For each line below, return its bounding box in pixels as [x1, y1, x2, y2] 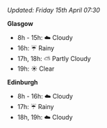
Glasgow [7, 20, 33, 27]
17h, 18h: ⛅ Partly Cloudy [17, 55, 92, 62]
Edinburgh [7, 78, 38, 86]
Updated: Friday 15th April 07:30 [7, 6, 101, 14]
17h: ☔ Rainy [17, 103, 54, 111]
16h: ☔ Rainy [17, 44, 54, 52]
